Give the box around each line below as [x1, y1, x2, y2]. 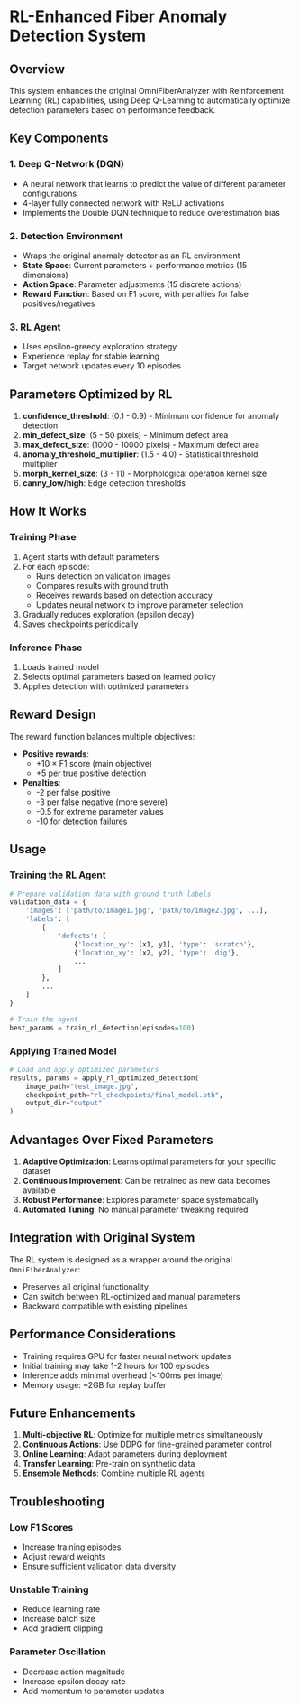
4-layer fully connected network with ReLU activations [22, 197, 225, 209]
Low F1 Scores [9, 1521, 74, 1533]
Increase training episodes [22, 1542, 122, 1552]
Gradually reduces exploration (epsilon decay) [22, 609, 195, 620]
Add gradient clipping [22, 1623, 104, 1634]
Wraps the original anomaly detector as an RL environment [22, 250, 240, 261]
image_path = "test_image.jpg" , [25, 1082, 140, 1091]
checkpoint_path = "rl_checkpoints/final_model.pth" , [25, 1090, 223, 1099]
